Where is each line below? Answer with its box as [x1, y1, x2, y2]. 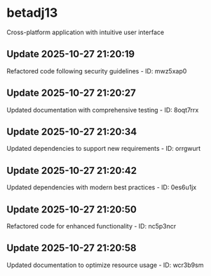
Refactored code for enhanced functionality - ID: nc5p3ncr [6, 222, 177, 230]
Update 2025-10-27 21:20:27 [6, 87, 136, 99]
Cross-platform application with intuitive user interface [6, 28, 165, 36]
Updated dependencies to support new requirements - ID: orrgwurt [6, 145, 201, 153]
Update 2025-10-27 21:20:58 [6, 242, 137, 254]
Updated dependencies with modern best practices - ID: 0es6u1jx [6, 183, 197, 191]
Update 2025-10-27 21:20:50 [6, 203, 137, 215]
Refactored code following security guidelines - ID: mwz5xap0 [6, 66, 187, 75]
